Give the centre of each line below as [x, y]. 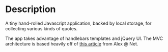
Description [31, 9]
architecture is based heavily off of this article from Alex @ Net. [72, 43]
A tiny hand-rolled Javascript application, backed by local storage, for [78, 23]
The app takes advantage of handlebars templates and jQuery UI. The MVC [84, 38]
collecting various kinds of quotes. [41, 28]
